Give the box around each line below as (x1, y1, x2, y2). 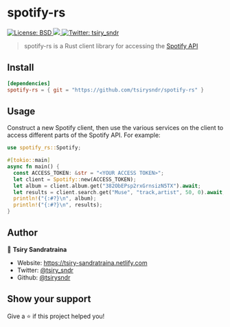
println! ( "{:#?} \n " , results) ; (13, 202, 103, 209)
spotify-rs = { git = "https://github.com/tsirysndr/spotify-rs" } (7, 86, 205, 94)
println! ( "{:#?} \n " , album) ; (13, 195, 97, 202)
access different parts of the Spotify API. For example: (7, 131, 161, 139)
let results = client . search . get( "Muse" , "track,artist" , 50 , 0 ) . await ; (13, 189, 226, 196)
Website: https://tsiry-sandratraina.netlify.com (16, 258, 148, 266)
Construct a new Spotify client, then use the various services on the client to (7, 124, 224, 132)
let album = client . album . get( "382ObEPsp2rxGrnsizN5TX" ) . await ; (13, 182, 201, 189)
